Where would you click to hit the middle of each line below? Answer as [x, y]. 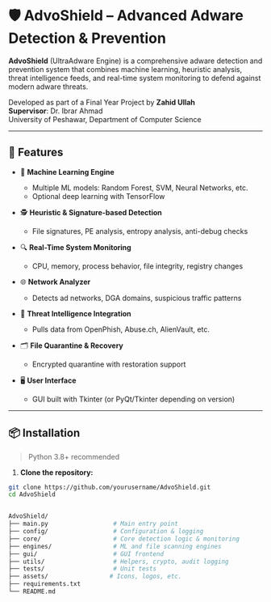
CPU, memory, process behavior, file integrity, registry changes [138, 266]
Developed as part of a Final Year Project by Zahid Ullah [102, 102]
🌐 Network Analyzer [55, 282]
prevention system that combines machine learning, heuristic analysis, [125, 69]
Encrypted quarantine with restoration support [109, 364]
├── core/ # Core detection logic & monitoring [124, 539]
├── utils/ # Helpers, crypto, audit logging [119, 562]
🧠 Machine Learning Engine [67, 172]
